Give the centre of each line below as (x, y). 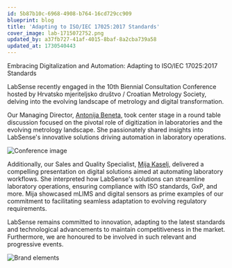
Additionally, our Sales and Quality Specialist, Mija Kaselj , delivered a (106, 164)
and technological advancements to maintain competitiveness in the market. (116, 229)
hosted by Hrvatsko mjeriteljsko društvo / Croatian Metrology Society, (107, 94)
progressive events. (35, 244)
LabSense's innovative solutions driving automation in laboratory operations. (117, 137)
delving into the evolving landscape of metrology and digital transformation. (116, 101)
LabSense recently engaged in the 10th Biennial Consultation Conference (112, 87)
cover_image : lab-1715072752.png (56, 33)
